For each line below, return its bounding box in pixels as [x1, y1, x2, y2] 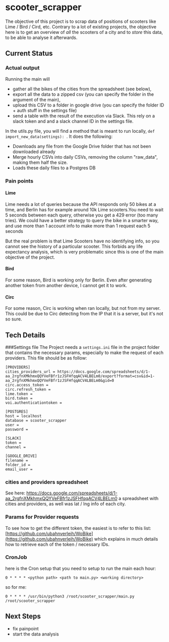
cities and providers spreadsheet [5, 478, 89, 485]
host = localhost [5, 413, 42, 418]
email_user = [5, 467, 33, 472]
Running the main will [5, 76, 50, 82]
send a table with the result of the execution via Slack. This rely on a [12, 113, 155, 119]
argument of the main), [12, 96, 61, 102]
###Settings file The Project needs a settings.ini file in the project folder [5, 344, 160, 350]
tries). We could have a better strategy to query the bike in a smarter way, [5, 217, 159, 223]
